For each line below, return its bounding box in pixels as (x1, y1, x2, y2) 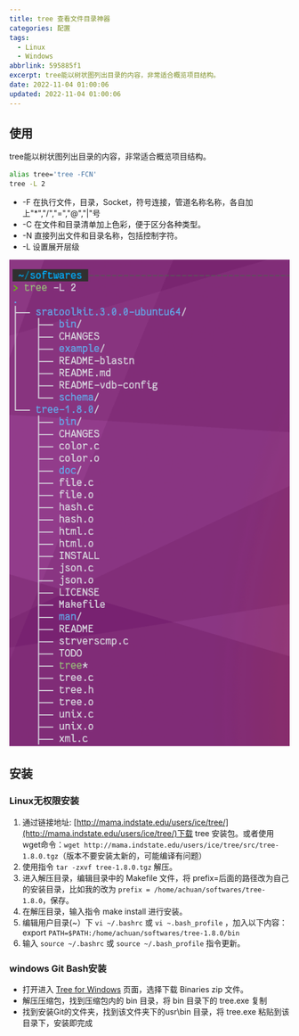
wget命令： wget (21, 839, 80, 850)
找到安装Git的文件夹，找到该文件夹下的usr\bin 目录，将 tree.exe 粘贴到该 (21, 1007, 290, 1017)
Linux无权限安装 (9, 794, 80, 807)
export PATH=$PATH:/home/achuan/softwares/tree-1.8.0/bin (21, 927, 240, 938)
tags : (9, 33, 29, 42)
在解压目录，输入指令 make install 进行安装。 (21, 906, 188, 917)
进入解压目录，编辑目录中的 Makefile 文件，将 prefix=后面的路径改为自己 (21, 872, 289, 883)
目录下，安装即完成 (21, 1017, 93, 1029)
